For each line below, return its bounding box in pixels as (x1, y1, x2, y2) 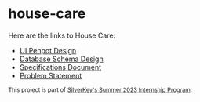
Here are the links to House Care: (8, 31, 116, 40)
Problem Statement (19, 71, 82, 80)
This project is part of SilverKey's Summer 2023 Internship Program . (8, 86, 192, 94)
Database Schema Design (19, 54, 104, 64)
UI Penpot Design (19, 46, 77, 55)
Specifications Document (19, 62, 102, 71)
